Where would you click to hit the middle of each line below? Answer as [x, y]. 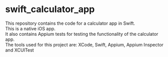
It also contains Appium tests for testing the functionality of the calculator [82, 34]
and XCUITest [20, 50]
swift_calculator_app [50, 9]
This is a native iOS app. [30, 28]
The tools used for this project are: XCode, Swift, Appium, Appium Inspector [84, 44]
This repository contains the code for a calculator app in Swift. [70, 23]
